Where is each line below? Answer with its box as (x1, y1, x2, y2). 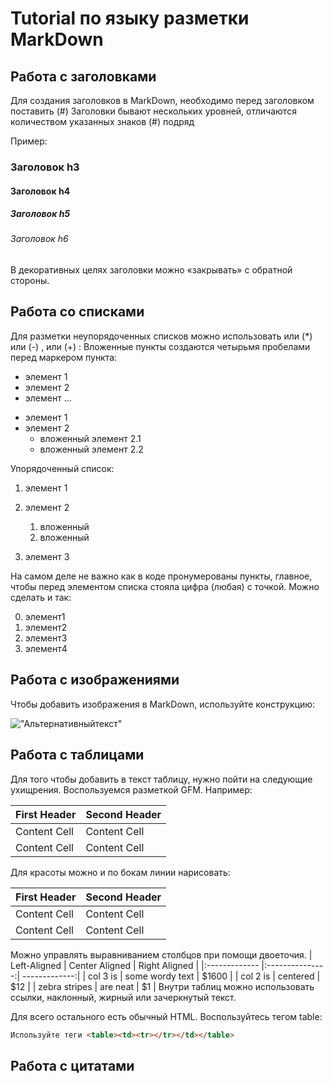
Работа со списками (10, 303, 145, 321)
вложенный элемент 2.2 (39, 443, 144, 455)
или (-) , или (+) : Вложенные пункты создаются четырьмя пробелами (10, 340, 311, 352)
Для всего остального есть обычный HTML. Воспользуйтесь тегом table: (10, 1010, 323, 1022)
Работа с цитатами (10, 1057, 135, 1074)
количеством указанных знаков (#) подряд (10, 116, 195, 127)
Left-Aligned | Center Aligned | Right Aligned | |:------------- (10, 959, 260, 971)
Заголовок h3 (10, 160, 80, 174)
